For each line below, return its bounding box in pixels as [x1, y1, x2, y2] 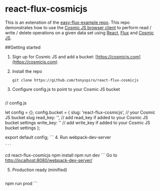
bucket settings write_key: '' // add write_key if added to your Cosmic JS [5, 120, 151, 125]
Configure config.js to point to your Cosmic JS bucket [12, 86, 120, 92]
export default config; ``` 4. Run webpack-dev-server [5, 134, 111, 140]
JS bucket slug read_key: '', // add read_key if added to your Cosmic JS [5, 114, 148, 120]
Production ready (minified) [12, 167, 68, 173]
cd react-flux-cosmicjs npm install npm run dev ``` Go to [5, 152, 118, 158]
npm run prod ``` [5, 180, 38, 186]
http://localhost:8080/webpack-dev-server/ [5, 157, 92, 163]
